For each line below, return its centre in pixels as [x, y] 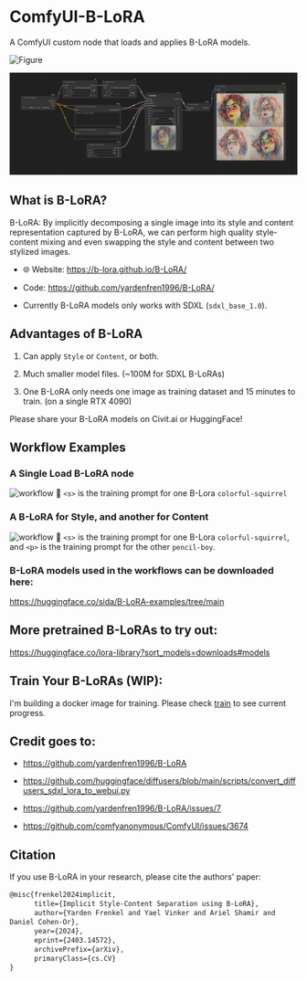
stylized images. [40, 251]
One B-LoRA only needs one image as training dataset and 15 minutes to [159, 391]
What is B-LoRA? [58, 200]
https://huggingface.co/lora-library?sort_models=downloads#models [140, 652]
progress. [27, 712]
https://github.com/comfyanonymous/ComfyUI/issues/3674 [135, 826]
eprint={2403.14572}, [75, 941]
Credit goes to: [53, 742]
